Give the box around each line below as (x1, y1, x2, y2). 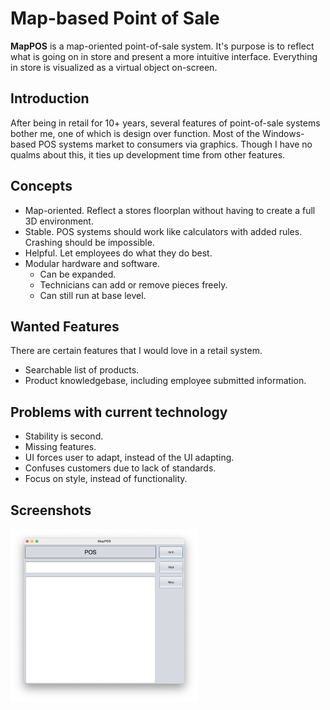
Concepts (10, 178, 73, 195)
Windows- (262, 127, 305, 139)
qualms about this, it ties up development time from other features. (10, 148, 286, 161)
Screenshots (10, 502, 92, 519)
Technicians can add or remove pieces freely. (39, 278, 228, 291)
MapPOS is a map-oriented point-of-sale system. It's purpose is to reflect (10, 40, 315, 52)
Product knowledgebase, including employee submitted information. (24, 375, 307, 387)
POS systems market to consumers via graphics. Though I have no (38, 138, 313, 150)
